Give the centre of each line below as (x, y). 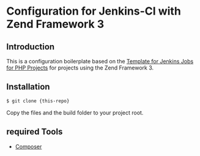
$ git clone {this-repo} (38, 101)
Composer (28, 146)
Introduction (31, 47)
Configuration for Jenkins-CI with (94, 11)
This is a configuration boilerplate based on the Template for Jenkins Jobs (100, 61)
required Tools (35, 132)
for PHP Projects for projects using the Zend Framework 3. (80, 68)
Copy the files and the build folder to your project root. (75, 112)
